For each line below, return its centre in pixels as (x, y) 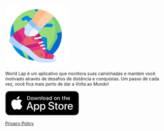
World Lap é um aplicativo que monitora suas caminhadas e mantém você (80, 73)
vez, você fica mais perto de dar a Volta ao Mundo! (57, 84)
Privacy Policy (20, 123)
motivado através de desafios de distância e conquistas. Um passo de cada (82, 79)
